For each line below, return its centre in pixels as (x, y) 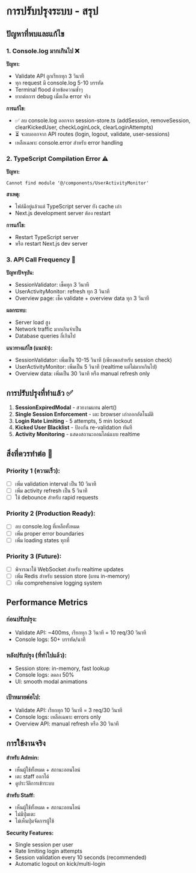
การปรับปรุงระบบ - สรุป (52, 11)
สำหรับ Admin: (23, 758)
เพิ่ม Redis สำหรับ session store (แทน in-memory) (72, 576)
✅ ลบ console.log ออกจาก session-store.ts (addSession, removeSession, (103, 120)
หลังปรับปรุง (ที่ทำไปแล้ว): (37, 655)
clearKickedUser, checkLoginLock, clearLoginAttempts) (84, 127)
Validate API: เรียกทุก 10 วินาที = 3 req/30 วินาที (69, 710)
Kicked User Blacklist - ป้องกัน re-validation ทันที (73, 427)
